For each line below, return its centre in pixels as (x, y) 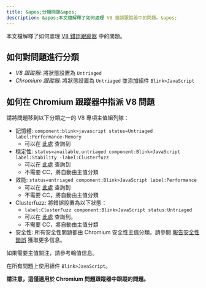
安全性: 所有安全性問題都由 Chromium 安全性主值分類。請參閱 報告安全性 (107, 232)
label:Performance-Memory (48, 137)
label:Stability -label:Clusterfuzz (62, 158)
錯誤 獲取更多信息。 (40, 240)
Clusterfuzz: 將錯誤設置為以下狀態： (61, 203)
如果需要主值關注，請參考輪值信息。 (52, 253)
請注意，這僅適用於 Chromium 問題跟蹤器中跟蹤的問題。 (78, 279)
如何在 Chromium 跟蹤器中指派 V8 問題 (81, 102)
